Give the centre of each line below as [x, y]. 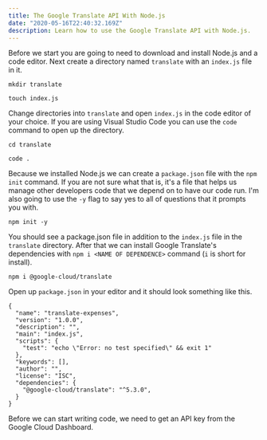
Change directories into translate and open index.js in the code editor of [130, 113]
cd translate [30, 145]
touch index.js [33, 99]
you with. [23, 207]
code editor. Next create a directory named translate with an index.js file [130, 61]
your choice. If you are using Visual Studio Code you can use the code [123, 122]
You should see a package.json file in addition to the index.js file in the [126, 237]
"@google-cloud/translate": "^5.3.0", [87, 390]
